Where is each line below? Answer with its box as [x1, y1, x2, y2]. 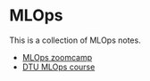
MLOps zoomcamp [21, 52, 92, 62]
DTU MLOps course [21, 61, 96, 72]
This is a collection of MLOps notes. [9, 35, 141, 45]
